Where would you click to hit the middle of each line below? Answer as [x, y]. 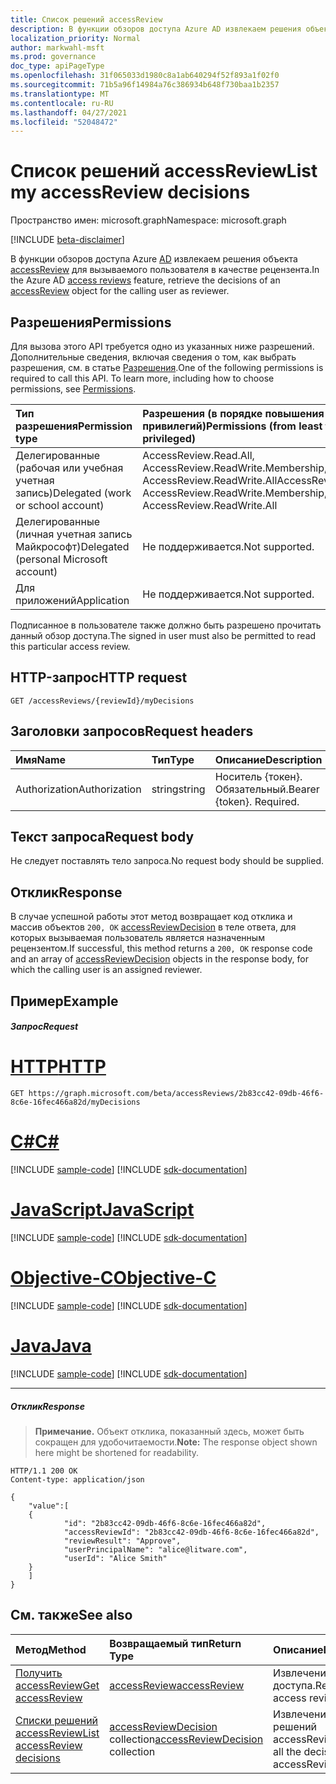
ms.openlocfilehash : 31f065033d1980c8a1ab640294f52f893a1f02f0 [145, 76]
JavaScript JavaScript [102, 1210]
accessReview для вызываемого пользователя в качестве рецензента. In [165, 270]
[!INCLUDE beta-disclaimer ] [67, 240]
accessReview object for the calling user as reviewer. [120, 291]
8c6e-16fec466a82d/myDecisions [75, 1102]
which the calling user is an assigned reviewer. [106, 970]
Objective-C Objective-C [113, 1278]
